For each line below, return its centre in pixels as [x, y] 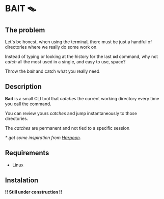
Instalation [22, 181]
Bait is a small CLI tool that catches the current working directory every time [82, 98]
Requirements [27, 153]
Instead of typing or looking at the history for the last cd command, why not [82, 57]
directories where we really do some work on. [51, 47]
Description [23, 87]
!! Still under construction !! [34, 192]
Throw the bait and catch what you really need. [53, 71]
